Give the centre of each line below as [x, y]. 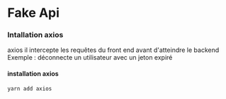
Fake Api [34, 13]
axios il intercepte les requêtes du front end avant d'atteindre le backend [113, 50]
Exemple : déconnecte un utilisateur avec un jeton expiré [90, 58]
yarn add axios [30, 88]
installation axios [33, 74]
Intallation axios [35, 35]
